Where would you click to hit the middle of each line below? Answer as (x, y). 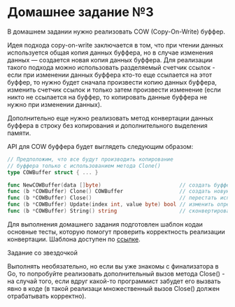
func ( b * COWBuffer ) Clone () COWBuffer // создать (109, 192)
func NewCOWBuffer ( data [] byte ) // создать (109, 185)
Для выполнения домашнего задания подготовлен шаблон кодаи (105, 224)
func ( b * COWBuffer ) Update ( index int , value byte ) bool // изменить (111, 205)
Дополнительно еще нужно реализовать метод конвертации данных (110, 118)
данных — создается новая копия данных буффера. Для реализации (110, 59)
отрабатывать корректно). (47, 296)
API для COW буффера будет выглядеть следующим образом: (100, 146)
